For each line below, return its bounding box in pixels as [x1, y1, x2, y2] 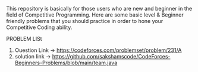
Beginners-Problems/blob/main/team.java [14, 59, 118, 66]
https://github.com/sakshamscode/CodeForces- [52, 53, 171, 60]
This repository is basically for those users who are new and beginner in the [6, 5, 192, 12]
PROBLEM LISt [6, 35, 42, 42]
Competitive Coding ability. [6, 24, 73, 31]
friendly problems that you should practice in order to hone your [6, 18, 164, 24]
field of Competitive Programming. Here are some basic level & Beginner [6, 11, 184, 18]
